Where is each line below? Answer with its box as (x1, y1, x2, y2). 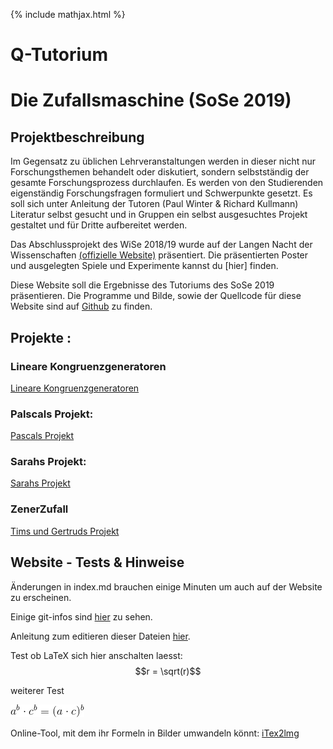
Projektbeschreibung (10, 129, 145, 146)
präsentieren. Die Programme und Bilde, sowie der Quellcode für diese (10, 290, 302, 302)
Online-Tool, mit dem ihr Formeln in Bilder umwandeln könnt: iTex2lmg (10, 727, 300, 739)
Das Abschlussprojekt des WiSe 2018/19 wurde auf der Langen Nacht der (10, 239, 313, 251)
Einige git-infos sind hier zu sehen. (10, 610, 153, 623)
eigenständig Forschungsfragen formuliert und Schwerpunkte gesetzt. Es (10, 187, 313, 199)
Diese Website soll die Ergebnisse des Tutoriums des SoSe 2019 (10, 279, 275, 291)
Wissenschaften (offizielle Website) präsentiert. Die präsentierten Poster (10, 249, 309, 261)
